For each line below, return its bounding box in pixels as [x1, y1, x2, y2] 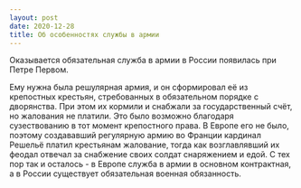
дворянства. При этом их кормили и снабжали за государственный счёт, [9, 101, 293, 112]
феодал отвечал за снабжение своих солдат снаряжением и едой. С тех [9, 149, 291, 160]
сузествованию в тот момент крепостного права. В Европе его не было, [9, 120, 289, 131]
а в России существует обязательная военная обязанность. [9, 168, 242, 179]
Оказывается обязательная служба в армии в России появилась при [9, 55, 277, 66]
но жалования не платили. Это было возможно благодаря [9, 110, 235, 122]
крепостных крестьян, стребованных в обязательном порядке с [9, 91, 259, 102]
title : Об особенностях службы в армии [9, 30, 160, 39]
